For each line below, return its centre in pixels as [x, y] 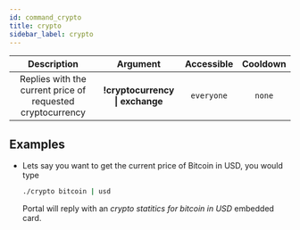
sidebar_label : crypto [51, 34]
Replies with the [53, 79]
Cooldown [264, 64]
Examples [37, 144]
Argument [138, 64]
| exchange [139, 102]
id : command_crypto [46, 17]
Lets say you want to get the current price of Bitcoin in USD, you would [153, 166]
